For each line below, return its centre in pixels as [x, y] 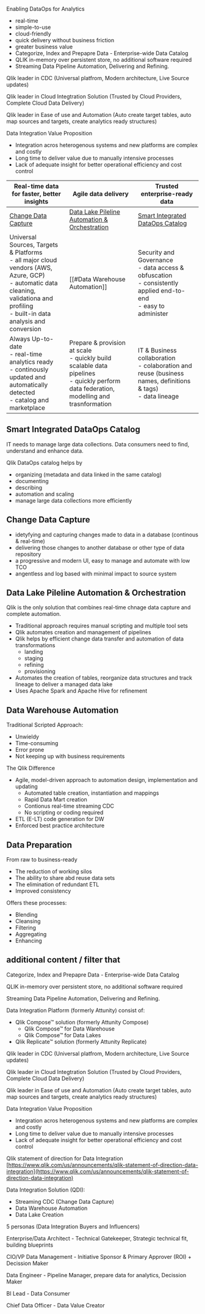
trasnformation [90, 404]
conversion [25, 329]
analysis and [27, 321]
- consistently [158, 283]
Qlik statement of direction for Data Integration [65, 1158]
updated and [27, 377]
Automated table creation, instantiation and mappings [92, 793]
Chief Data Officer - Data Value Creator [56, 1305]
